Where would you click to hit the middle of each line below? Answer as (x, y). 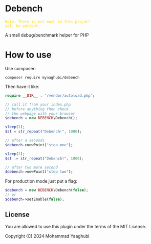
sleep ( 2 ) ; (15, 154)
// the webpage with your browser (40, 113)
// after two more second (31, 167)
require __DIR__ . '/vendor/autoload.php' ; (50, 95)
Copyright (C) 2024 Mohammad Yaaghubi (47, 236)
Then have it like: (22, 86)
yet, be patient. (23, 26)
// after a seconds (25, 140)
